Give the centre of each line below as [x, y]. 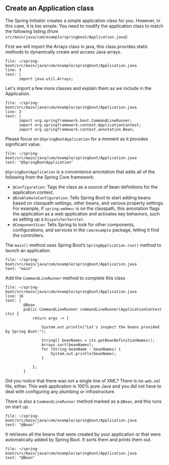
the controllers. [28, 235]
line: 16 [14, 296]
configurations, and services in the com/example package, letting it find [86, 230]
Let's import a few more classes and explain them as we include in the [78, 88]
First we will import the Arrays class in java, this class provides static [77, 46]
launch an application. [28, 250]
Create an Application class [50, 8]
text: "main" [19, 268]
